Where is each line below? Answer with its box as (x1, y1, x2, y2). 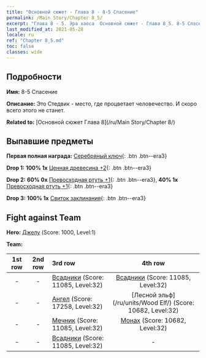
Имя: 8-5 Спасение (6, 88, 58, 95)
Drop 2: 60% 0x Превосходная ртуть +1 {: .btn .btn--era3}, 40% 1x (6, 176, 178, 184)
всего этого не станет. (6, 106, 65, 114)
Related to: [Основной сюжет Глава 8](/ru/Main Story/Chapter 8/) (6, 118, 176, 126)
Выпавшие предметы (6, 136, 94, 146)
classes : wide (6, 49, 43, 55)
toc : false (6, 44, 34, 50)
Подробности (6, 72, 62, 82)
